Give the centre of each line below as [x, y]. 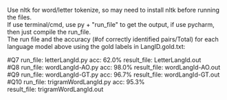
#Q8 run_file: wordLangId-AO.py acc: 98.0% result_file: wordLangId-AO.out [114, 67]
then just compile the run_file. [49, 32]
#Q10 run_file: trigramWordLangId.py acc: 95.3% [76, 82]
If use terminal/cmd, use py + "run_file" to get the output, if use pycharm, [111, 24]
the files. [20, 17]
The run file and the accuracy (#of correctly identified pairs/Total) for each [113, 39]
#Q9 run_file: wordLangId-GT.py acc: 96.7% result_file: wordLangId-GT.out [113, 74]
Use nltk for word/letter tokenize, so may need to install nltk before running [113, 10]
